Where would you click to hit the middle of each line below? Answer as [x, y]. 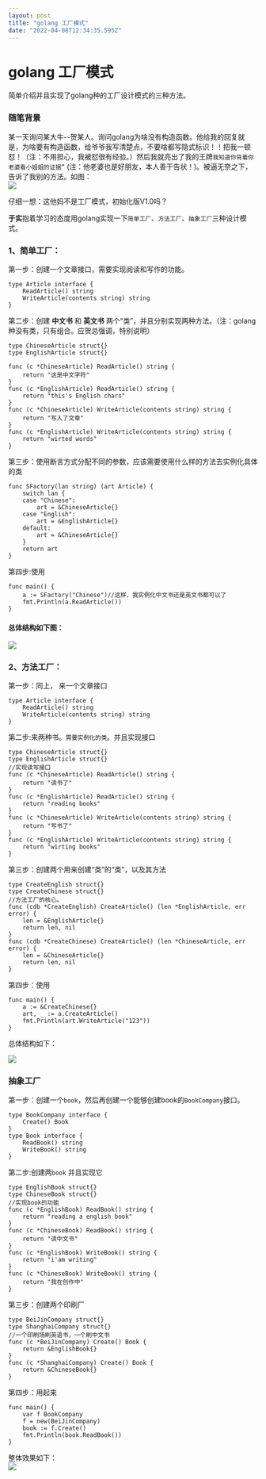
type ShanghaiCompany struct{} [60, 1326]
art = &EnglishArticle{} [78, 521]
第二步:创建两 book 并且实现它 [55, 1172]
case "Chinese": [49, 500]
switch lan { [44, 493]
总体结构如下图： [36, 627]
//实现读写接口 [30, 768]
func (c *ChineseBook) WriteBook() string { [83, 1274]
